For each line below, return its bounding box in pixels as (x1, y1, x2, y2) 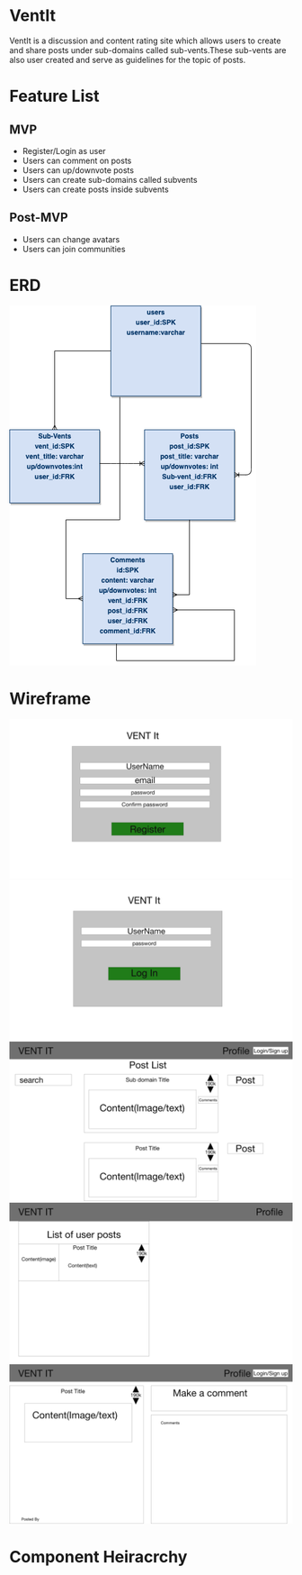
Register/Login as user (22, 145, 106, 156)
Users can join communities (22, 243, 126, 254)
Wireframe (9, 688, 92, 708)
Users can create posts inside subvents (22, 184, 169, 195)
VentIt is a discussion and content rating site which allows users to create (9, 35, 281, 46)
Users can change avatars (22, 233, 120, 244)
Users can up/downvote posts (22, 164, 135, 176)
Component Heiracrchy (9, 1547, 188, 1568)
